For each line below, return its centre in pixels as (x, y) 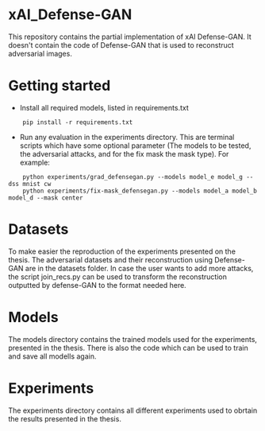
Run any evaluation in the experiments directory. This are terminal (127, 137)
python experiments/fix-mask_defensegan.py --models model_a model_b (140, 191)
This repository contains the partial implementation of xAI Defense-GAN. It (130, 37)
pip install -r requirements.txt (78, 122)
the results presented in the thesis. (65, 418)
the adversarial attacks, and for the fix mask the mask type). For (124, 153)
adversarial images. (40, 53)
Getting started (60, 86)
